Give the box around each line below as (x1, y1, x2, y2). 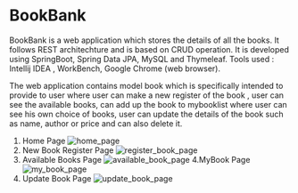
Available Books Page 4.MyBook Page (21, 154, 251, 165)
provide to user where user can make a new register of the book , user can (9, 90, 284, 101)
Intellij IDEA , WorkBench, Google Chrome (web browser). (9, 63, 221, 74)
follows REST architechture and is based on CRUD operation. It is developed (9, 44, 290, 54)
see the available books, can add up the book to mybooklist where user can (9, 99, 287, 109)
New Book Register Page (21, 144, 114, 156)
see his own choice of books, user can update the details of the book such (9, 109, 284, 119)
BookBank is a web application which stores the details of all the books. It (9, 35, 279, 45)
